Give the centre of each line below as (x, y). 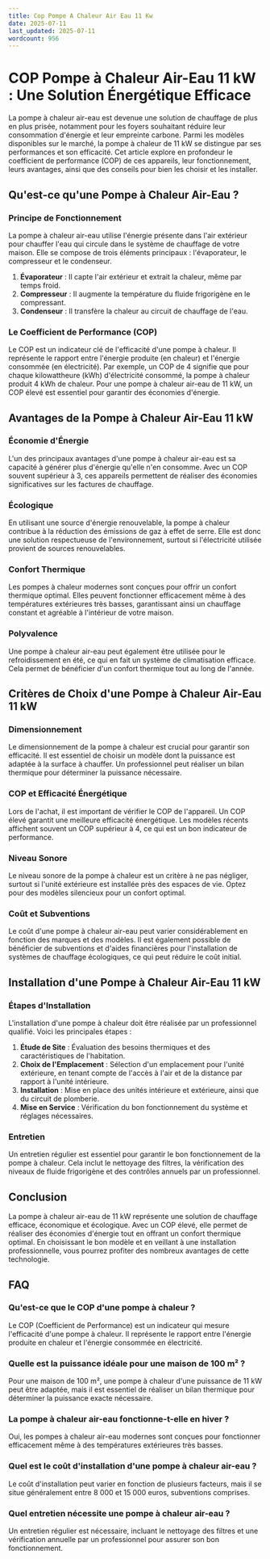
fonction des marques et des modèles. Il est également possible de (120, 940)
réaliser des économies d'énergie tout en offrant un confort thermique (125, 1233)
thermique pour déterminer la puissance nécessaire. (95, 773)
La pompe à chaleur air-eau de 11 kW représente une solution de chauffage (133, 1217)
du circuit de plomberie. (60, 1099)
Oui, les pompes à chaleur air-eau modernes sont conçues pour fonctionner (135, 1437)
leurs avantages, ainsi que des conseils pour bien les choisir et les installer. (133, 170)
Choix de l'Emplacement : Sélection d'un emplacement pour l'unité (132, 1065)
